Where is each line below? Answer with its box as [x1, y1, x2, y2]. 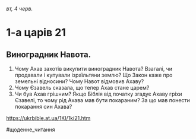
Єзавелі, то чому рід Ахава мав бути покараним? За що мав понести [14, 97, 190, 103]
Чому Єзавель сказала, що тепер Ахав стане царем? [14, 84, 150, 91]
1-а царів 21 [6, 26, 67, 39]
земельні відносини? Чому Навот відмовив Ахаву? [14, 78, 144, 85]
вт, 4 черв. [6, 5, 33, 12]
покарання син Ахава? [14, 103, 72, 110]
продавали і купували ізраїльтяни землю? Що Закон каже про [14, 71, 173, 78]
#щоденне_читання [6, 126, 55, 133]
